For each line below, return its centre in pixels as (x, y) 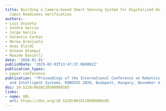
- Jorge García (21, 32)
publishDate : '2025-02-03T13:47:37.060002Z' (52, 64)
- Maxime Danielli (24, 55)
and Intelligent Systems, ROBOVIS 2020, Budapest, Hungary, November (83, 83)
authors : (14, 19)
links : (12, 92)
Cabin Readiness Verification (41, 14)
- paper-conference (25, 74)
